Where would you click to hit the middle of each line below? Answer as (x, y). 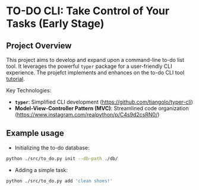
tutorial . (15, 79)
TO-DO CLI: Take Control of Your (88, 11)
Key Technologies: (29, 90)
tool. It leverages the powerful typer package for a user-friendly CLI (89, 66)
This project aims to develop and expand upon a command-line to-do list (95, 60)
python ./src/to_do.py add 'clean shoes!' (59, 181)
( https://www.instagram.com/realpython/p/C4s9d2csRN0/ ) (87, 115)
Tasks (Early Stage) (55, 24)
